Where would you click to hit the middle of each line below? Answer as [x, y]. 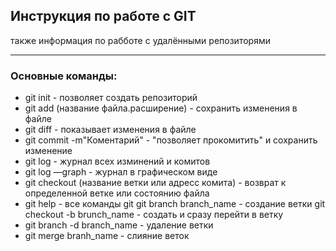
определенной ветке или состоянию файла [117, 193]
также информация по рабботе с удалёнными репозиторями [140, 40]
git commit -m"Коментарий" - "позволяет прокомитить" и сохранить [171, 140]
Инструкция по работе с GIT [103, 16]
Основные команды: [64, 76]
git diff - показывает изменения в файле [110, 130]
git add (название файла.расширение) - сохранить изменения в [161, 108]
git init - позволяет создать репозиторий [111, 98]
